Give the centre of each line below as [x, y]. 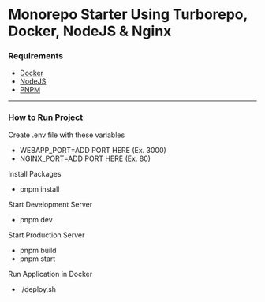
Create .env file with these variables [67, 135]
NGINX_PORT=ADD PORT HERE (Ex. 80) [85, 158]
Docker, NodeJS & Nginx [90, 31]
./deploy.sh [38, 289]
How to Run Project [46, 117]
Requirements [36, 56]
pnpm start [37, 259]
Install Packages [35, 173]
